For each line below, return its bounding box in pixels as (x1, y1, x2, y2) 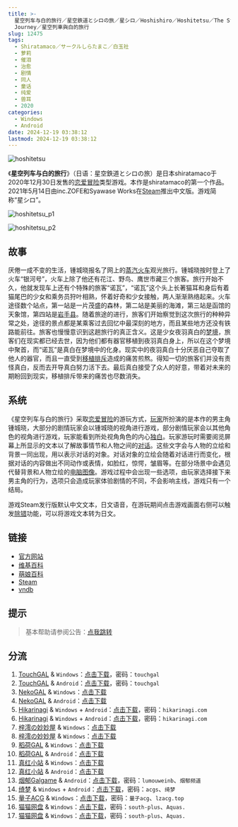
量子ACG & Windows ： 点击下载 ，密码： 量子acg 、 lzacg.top (18, 794, 184, 802)
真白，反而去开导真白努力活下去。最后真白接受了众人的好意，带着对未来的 (13, 363, 231, 372)
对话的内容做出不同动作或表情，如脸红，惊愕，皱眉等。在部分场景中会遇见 (13, 459, 231, 467)
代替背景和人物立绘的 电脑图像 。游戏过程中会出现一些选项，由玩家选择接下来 (8, 467, 231, 476)
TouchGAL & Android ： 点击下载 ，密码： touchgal (18, 679, 160, 688)
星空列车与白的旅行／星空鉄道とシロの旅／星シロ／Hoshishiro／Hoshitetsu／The (14, 17, 225, 24)
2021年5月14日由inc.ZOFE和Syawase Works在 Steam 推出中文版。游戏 (8, 187, 210, 195)
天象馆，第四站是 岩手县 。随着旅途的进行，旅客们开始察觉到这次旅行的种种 (8, 310, 225, 319)
